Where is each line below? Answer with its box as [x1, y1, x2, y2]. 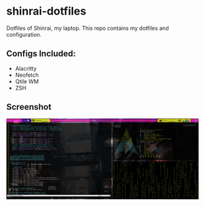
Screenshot [6, 102, 52, 112]
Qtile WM [15, 77, 39, 85]
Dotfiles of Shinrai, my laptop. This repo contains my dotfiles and [6, 24, 169, 32]
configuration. [6, 30, 41, 38]
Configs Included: [6, 49, 76, 59]
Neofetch [15, 71, 39, 79]
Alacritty [15, 65, 37, 72]
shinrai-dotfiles [6, 4, 87, 18]
